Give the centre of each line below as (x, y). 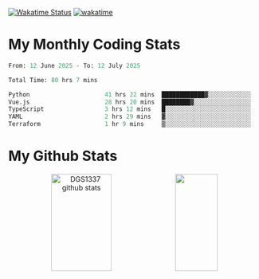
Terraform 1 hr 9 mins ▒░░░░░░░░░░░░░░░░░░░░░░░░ (129, 124)
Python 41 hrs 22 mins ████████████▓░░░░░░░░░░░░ (129, 94)
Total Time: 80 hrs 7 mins (53, 80)
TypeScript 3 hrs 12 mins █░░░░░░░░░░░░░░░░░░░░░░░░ (129, 109)
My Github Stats (63, 156)
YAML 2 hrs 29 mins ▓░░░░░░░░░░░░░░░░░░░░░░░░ (129, 117)
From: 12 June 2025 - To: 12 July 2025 (75, 65)
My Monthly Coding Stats (94, 45)
